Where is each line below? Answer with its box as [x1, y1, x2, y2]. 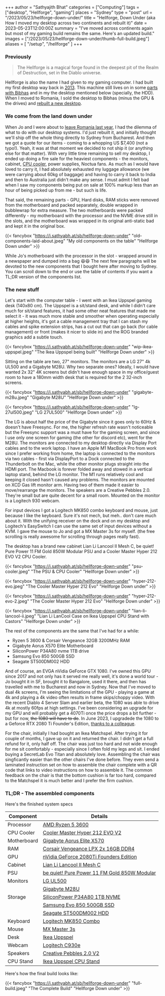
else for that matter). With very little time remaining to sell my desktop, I [5, 150, 150, 156]
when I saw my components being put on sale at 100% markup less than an [5, 182, 159, 188]
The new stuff [5, 286, 39, 293]
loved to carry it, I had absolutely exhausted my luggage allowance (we [5, 166, 149, 172]
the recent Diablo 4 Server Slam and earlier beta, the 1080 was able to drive [5, 700, 159, 706]
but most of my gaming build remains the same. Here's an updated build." [5, 31, 155, 36]
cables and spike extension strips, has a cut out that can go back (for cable [5, 324, 158, 330]
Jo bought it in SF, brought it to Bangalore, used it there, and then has [5, 678, 147, 684]
